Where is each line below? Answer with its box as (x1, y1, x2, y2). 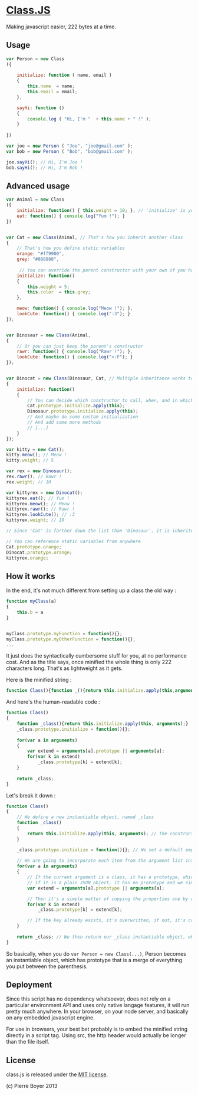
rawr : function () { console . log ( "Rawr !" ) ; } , (16, 349, 133, 355)
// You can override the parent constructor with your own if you (19, 267, 186, 273)
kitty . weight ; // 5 (6, 457, 54, 463)
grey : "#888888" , (16, 256, 60, 263)
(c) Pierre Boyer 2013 (6, 1083, 58, 1090)
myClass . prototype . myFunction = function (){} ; (6, 630, 123, 636)
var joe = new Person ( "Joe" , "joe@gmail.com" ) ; (6, 143, 133, 149)
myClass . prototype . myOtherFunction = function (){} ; (6, 636, 136, 642)
